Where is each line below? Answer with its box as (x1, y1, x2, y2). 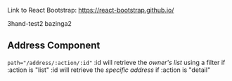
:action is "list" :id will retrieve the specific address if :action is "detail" (7, 66, 211, 74)
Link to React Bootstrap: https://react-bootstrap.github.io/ (7, 6, 174, 14)
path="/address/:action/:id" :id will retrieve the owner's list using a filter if (7, 58, 226, 66)
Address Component (7, 40, 101, 52)
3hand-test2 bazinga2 (7, 20, 72, 27)
